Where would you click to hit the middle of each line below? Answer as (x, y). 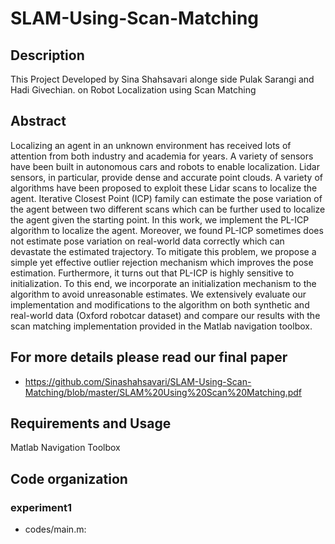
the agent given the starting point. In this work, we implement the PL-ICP (160, 219)
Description (47, 55)
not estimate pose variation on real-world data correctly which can (147, 241)
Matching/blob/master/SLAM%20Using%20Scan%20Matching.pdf (163, 392)
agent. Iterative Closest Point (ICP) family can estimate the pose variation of (166, 198)
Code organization (69, 478)
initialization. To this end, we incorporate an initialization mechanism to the (163, 283)
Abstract (38, 121)
